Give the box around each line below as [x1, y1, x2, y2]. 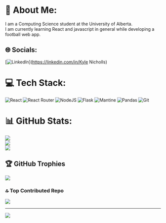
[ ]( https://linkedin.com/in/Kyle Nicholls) [5, 59, 107, 65]
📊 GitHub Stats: [5, 115, 73, 126]
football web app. [5, 31, 41, 37]
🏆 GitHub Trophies [5, 160, 66, 168]
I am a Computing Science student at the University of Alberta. [5, 21, 132, 27]
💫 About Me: [5, 4, 57, 16]
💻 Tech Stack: [5, 77, 66, 88]
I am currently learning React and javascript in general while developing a [5, 26, 155, 32]
